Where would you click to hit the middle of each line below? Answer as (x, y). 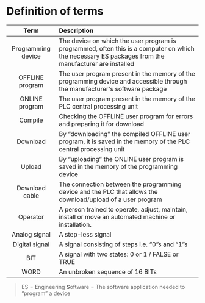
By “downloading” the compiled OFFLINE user (125, 134)
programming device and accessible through (123, 81)
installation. (75, 224)
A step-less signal (85, 234)
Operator (31, 216)
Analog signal (31, 234)
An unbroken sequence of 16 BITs (108, 271)
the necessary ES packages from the (112, 56)
